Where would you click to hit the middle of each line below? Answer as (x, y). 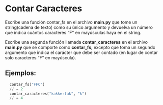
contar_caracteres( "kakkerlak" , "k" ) (48, 94)
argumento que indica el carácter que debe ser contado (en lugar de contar (81, 52)
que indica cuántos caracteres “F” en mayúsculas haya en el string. (73, 32)
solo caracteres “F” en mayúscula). (41, 57)
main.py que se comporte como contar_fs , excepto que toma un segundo (80, 47)
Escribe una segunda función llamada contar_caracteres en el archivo (77, 42)
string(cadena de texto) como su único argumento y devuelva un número (79, 27)
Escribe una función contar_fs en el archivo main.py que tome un (71, 22)
